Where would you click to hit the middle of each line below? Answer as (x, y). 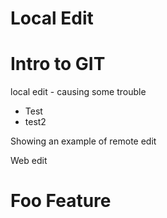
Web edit (29, 161)
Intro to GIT (58, 64)
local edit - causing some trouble (78, 92)
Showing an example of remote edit (83, 141)
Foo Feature (61, 201)
